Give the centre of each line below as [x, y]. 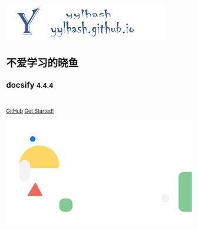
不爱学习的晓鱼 [42, 63]
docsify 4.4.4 [30, 85]
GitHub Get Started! [30, 111]
